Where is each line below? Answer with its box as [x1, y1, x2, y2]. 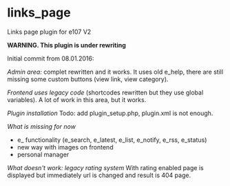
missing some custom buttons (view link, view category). [7, 74, 169, 83]
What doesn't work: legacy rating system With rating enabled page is [7, 163, 205, 172]
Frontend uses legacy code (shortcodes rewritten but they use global [7, 88, 204, 96]
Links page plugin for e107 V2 [7, 28, 92, 36]
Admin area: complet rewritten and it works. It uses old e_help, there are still [7, 68, 224, 76]
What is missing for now [7, 122, 76, 130]
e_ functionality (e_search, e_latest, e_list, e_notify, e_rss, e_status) [17, 136, 207, 144]
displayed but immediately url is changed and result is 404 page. [7, 171, 191, 179]
